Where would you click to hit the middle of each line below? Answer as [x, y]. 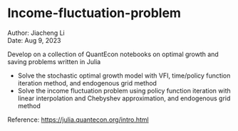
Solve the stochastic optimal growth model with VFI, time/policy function [124, 75]
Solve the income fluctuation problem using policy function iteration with [124, 90]
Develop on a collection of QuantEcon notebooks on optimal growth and [113, 54]
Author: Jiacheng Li [36, 33]
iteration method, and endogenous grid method [87, 83]
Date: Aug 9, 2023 [34, 40]
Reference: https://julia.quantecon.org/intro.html [78, 120]
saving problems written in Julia [54, 61]
